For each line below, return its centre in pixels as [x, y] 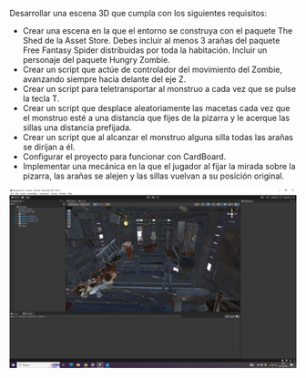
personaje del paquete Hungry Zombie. [96, 60]
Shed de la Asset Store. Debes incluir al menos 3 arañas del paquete [151, 41]
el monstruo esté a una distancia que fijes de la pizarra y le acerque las [156, 118]
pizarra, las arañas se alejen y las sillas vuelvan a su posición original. [153, 176]
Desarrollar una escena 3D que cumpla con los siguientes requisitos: [138, 13]
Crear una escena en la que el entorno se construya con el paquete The [158, 31]
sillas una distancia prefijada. [77, 128]
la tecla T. [41, 98]
